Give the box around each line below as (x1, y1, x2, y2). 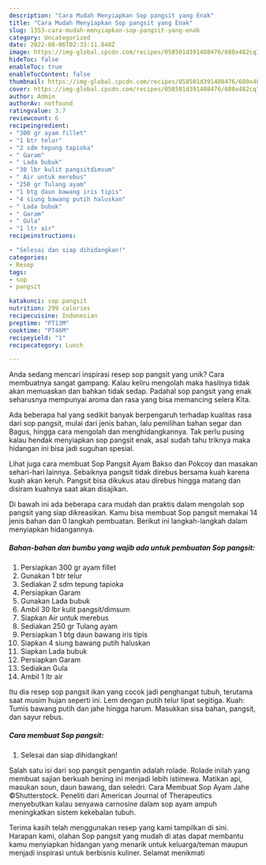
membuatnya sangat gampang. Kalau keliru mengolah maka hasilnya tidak (9, 378, 250, 388)
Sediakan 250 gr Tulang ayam (20, 622, 118, 631)
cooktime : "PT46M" (9, 326, 69, 334)
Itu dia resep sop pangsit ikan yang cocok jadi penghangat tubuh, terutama (9, 687, 253, 697)
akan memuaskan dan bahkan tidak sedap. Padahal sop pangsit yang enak (9, 386, 252, 396)
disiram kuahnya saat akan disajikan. (9, 484, 129, 494)
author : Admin (9, 92, 56, 100)
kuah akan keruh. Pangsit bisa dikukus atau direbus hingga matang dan (9, 476, 242, 486)
